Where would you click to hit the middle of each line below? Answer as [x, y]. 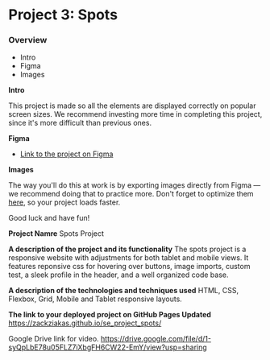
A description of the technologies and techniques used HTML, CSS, [124, 291]
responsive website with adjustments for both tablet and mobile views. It [129, 258]
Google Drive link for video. [54, 339]
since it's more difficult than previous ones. [80, 123]
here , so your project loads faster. [64, 202]
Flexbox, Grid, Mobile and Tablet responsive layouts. [96, 299]
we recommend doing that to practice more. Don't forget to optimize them [131, 194]
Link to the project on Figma [66, 154]
